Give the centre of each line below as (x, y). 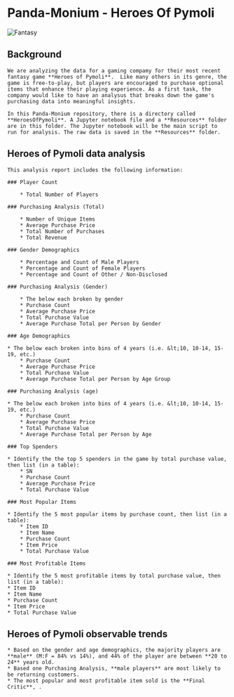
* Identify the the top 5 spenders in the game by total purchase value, (117, 459)
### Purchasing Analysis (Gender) (58, 287)
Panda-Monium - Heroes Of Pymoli (111, 13)
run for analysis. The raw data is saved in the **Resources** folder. (114, 132)
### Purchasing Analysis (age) (53, 391)
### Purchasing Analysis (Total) (56, 207)
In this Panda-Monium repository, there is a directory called (102, 114)
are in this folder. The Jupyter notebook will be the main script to (112, 126)
